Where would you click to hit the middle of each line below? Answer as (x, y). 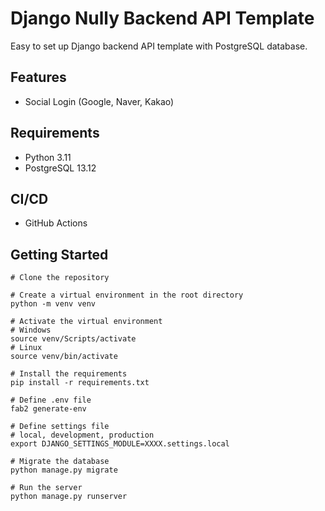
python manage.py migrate (64, 470)
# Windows (31, 330)
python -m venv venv (53, 304)
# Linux (26, 348)
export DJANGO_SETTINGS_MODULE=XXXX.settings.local (120, 444)
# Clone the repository (60, 278)
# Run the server (46, 488)
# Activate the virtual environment (86, 322)
